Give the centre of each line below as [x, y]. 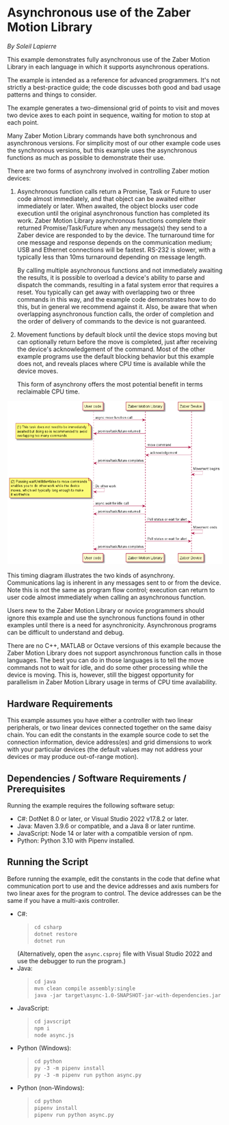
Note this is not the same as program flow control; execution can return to [111, 590]
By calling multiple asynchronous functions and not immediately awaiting [120, 270]
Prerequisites [36, 789]
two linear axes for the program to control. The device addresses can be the [114, 893]
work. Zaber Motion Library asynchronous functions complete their [111, 220]
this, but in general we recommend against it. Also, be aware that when [117, 306]
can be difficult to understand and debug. [66, 633]
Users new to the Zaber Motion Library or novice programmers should [106, 611]
